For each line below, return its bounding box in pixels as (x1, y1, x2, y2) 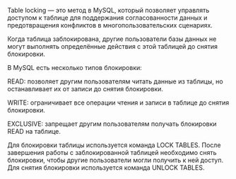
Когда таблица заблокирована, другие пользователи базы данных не (7, 35, 217, 43)
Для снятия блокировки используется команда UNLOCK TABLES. (7, 163, 205, 172)
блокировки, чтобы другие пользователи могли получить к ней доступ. (7, 156, 224, 164)
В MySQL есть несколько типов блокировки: (7, 64, 143, 71)
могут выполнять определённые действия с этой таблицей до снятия (7, 42, 218, 50)
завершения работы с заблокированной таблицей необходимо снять (7, 149, 217, 156)
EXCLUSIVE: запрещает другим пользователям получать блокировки (7, 120, 217, 128)
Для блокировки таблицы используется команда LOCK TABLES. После (7, 141, 221, 149)
